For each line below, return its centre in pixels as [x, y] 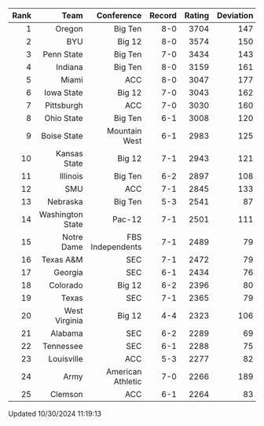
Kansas [70, 154]
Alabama [67, 333]
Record [163, 15]
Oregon [69, 29]
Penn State [63, 54]
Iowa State [64, 92]
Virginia [69, 320]
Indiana [70, 67]
